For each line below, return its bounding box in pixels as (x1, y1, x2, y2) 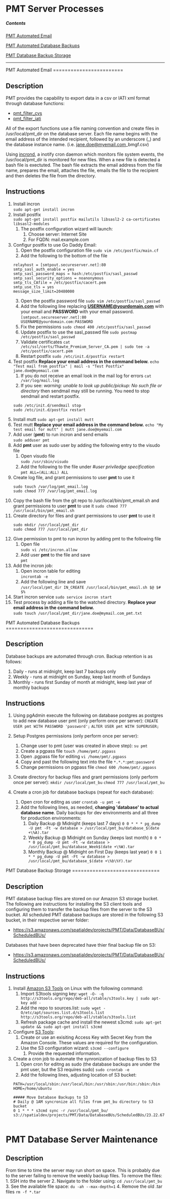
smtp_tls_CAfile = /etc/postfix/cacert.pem (13, 280, 106, 285)
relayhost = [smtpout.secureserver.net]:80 (13, 262, 106, 267)
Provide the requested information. (28, 1050, 101, 1056)
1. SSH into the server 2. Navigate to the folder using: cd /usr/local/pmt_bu (6, 1178, 162, 1184)
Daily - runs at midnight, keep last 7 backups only (13, 668, 117, 674)
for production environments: (20, 815, 82, 821)
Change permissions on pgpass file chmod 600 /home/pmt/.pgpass (20, 764, 157, 770)
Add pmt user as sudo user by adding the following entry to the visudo (13, 442, 160, 448)
